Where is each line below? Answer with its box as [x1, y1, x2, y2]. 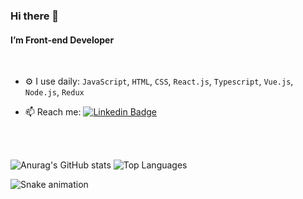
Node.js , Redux [24, 86, 85, 98]
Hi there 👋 [10, 9, 60, 23]
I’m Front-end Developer [10, 34, 115, 46]
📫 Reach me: [24, 106, 82, 118]
